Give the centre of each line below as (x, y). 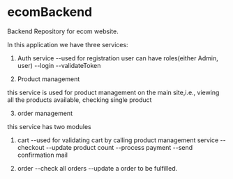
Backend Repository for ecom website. (63, 31)
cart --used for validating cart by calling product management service (118, 140)
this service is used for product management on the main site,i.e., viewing (113, 92)
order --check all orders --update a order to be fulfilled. (97, 168)
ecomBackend (50, 12)
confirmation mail (43, 155)
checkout (31, 147)
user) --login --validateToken (59, 65)
